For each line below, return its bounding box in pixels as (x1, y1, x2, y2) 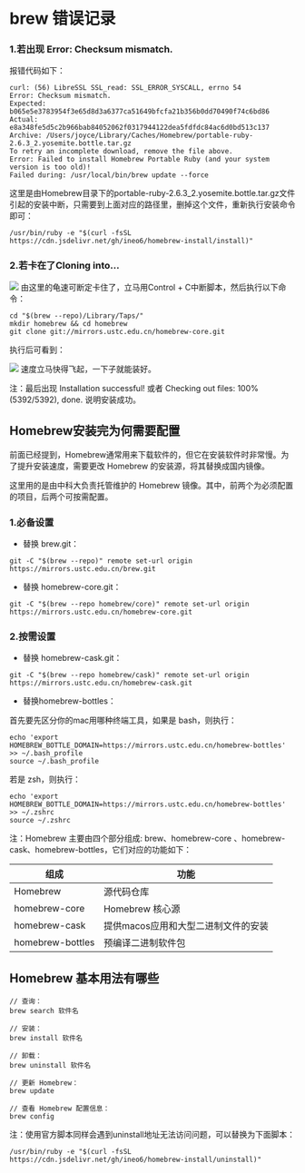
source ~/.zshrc (9, 816, 71, 825)
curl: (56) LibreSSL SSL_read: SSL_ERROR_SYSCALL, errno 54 (9, 84, 242, 93)
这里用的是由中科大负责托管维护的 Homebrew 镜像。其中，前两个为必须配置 (9, 479, 294, 490)
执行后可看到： (9, 344, 65, 355)
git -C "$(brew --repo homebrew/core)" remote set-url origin (9, 599, 250, 608)
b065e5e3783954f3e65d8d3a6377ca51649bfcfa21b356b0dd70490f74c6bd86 (9, 107, 271, 116)
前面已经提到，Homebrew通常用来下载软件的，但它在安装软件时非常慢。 (9, 448, 281, 459)
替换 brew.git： (22, 537, 80, 549)
